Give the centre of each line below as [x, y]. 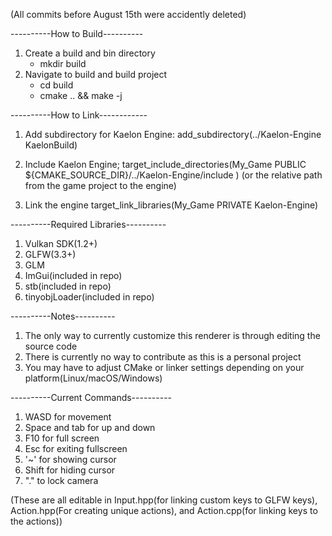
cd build [56, 85]
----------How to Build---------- [77, 33]
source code [51, 346]
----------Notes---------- [63, 316]
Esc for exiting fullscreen [76, 448]
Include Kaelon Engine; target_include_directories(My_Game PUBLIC [165, 164]
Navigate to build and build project [96, 74]
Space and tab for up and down [90, 427]
